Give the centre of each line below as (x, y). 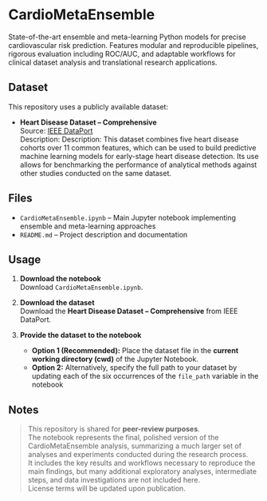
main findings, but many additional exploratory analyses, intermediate (142, 471)
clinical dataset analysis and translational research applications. (113, 62)
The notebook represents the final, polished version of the (123, 438)
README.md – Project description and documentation (104, 234)
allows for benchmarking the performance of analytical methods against (138, 165)
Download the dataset (57, 303)
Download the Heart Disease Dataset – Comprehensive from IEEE (129, 311)
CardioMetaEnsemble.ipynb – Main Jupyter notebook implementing (128, 217)
